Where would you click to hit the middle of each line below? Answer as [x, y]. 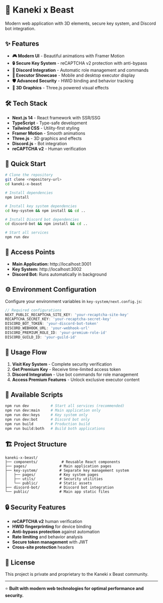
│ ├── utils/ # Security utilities [54, 479]
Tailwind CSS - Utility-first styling [46, 128]
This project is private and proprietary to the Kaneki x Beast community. [77, 574]
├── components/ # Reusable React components [63, 462]
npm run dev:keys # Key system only [47, 415]
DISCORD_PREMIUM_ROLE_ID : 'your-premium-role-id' [56, 333]
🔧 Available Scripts [34, 394]
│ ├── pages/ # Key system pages [52, 475]
